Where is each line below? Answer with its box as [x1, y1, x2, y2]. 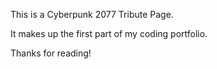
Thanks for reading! [10, 47, 92, 59]
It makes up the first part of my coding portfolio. [10, 28, 208, 39]
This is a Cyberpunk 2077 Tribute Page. [10, 9, 174, 20]
